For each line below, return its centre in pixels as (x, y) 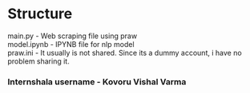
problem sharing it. (38, 61)
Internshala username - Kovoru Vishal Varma (97, 82)
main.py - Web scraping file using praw (73, 36)
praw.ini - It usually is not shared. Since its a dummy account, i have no (125, 52)
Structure (40, 14)
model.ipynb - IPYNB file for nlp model (71, 44)
